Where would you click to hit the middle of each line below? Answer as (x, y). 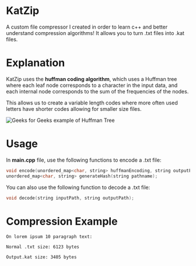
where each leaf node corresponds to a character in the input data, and (92, 85)
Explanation (36, 63)
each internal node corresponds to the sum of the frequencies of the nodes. (97, 91)
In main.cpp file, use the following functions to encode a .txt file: (84, 160)
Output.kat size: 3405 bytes (41, 257)
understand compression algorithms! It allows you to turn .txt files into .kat (95, 33)
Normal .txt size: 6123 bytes (43, 247)
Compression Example (62, 221)
